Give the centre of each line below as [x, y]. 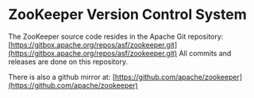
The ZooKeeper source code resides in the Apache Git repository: [116, 36]
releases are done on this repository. [68, 62]
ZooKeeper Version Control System [128, 15]
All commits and [205, 53]
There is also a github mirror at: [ [62, 77]
